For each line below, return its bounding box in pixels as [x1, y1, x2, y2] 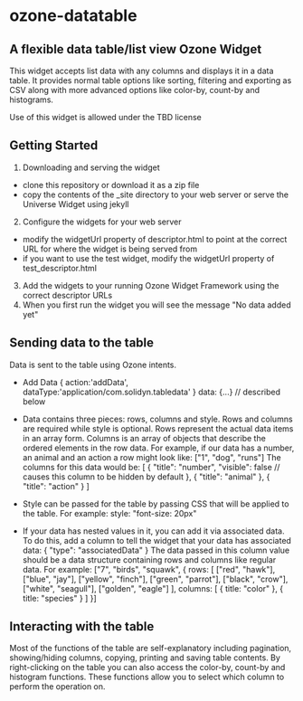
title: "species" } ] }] [22, 592, 97, 603]
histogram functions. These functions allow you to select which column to [9, 671, 285, 683]
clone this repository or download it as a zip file [22, 179, 200, 190]
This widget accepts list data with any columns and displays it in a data [9, 65, 274, 76]
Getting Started [9, 137, 99, 154]
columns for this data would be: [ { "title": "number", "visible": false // [22, 461, 280, 472]
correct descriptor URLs [22, 289, 113, 300]
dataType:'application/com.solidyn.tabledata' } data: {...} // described [22, 386, 281, 397]
